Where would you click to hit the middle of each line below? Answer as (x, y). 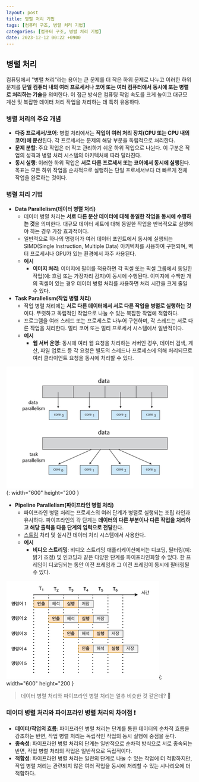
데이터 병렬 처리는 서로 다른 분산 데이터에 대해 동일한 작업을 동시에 (100, 216)
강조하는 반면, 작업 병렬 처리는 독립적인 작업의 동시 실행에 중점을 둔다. (95, 736)
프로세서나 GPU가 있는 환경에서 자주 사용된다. (83, 253)
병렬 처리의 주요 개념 (34, 119)
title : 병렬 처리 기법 (31, 19)
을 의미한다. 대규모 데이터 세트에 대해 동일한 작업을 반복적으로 (106, 224)
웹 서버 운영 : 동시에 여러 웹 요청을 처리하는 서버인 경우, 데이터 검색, (110, 343)
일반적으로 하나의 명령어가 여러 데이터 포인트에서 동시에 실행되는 (98, 238)
